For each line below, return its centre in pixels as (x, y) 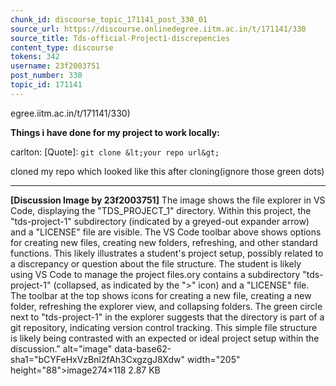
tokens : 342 (35, 57)
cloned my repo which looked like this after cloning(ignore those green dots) (167, 171)
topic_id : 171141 (46, 85)
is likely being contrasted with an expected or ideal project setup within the (165, 338)
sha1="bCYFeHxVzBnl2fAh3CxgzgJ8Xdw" (98, 359)
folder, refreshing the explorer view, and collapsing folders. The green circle (166, 306)
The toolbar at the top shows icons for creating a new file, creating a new (161, 295)
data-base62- (143, 348)
